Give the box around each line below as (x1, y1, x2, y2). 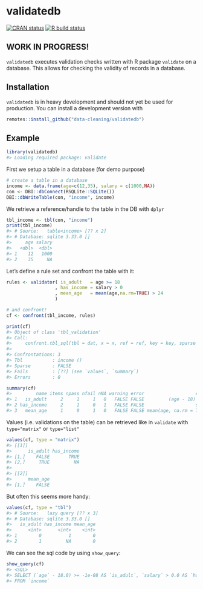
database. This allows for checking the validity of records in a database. (6, 64, 185, 72)
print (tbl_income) (6, 222, 53, 228)
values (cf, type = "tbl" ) (6, 504, 71, 510)
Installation (6, 82, 50, 92)
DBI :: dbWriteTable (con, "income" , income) (6, 194, 115, 201)
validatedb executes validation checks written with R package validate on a (6, 58, 196, 65)
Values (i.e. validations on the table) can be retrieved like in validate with (6, 418, 188, 425)
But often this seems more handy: (6, 493, 91, 500)
